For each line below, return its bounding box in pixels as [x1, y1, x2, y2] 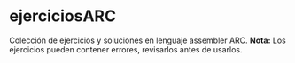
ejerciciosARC [9, 6, 117, 26]
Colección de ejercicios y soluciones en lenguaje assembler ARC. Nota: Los [9, 35, 286, 45]
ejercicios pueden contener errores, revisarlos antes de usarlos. [9, 44, 243, 54]
